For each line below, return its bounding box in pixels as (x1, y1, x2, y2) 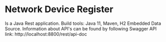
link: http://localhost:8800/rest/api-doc (5, 31, 88, 37)
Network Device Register (5, 4, 114, 15)
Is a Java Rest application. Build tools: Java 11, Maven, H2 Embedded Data (5, 20, 161, 26)
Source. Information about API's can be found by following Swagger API (5, 25, 157, 31)
